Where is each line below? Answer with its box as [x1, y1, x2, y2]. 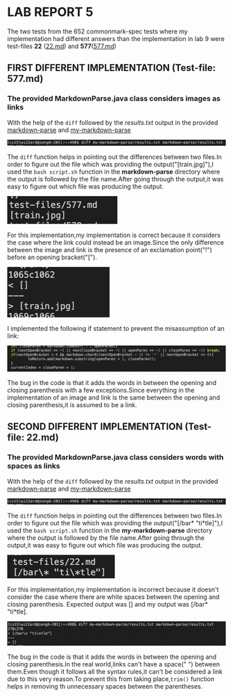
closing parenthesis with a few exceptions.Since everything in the [7, 386, 195, 394]
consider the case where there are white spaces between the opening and [7, 593, 220, 601]
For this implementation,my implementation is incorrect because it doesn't [7, 585, 219, 594]
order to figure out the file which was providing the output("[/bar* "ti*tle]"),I [7, 519, 223, 527]
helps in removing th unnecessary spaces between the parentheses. [7, 682, 203, 690]
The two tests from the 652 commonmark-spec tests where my [7, 27, 189, 35]
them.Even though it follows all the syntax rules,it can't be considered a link [7, 667, 223, 675]
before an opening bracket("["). [7, 253, 97, 261]
